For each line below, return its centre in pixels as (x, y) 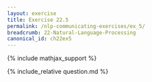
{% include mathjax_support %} (52, 58)
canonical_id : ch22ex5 (39, 39)
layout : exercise (32, 13)
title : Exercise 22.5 (38, 20)
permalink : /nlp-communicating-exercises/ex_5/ (76, 26)
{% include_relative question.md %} (58, 72)
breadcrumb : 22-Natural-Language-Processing (72, 32)
